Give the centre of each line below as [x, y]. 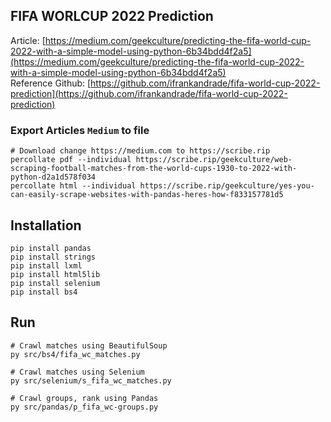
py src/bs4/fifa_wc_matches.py [75, 354]
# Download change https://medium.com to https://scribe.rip [140, 151]
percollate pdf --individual [71, 160]
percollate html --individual [73, 186]
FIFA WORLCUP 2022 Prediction [112, 16]
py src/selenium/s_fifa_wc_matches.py [91, 380]
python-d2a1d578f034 [53, 177]
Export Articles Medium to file [80, 130]
